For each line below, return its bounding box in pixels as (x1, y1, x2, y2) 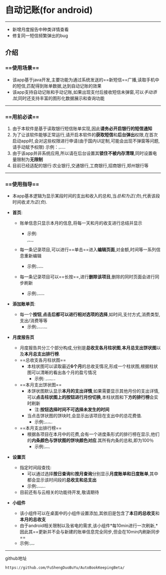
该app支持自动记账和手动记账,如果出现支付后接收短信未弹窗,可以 (12, 89, 144, 95)
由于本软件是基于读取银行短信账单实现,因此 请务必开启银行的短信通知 (12, 125, 152, 131)
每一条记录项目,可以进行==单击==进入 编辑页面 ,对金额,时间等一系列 (19, 246, 157, 252)
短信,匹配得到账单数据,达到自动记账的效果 (16, 82, 102, 89)
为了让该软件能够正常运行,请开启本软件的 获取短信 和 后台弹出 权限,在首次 (12, 131, 158, 137)
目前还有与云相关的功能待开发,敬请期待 (19, 490, 99, 495)
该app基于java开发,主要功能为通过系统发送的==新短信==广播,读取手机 (12, 77, 155, 82)
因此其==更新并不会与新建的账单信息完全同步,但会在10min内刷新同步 (19, 529, 160, 535)
